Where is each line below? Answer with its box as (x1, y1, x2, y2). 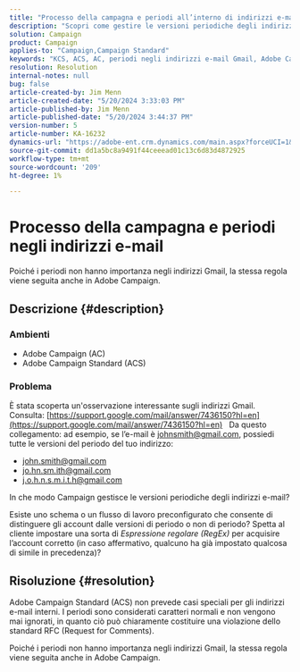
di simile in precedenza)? (9, 547, 102, 559)
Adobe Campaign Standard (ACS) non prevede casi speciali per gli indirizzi (9, 596, 285, 608)
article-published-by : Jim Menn (9, 105, 129, 113)
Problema (9, 380, 52, 392)
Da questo (229, 419, 267, 430)
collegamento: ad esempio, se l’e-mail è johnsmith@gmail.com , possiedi (9, 429, 275, 440)
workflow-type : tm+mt (9, 154, 90, 164)
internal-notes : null (9, 71, 90, 80)
